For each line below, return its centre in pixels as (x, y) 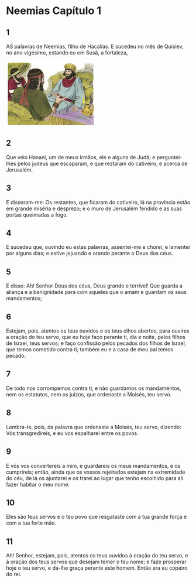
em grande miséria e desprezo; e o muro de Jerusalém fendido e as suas (94, 208)
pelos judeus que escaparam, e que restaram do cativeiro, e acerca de (103, 163)
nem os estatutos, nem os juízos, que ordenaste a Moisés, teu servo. (89, 394)
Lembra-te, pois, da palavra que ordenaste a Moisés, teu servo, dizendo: (94, 427)
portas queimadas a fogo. (37, 214)
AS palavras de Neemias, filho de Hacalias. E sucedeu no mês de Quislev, (95, 46)
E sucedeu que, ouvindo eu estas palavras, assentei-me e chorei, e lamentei (98, 247)
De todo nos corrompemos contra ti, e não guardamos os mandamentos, (94, 388)
